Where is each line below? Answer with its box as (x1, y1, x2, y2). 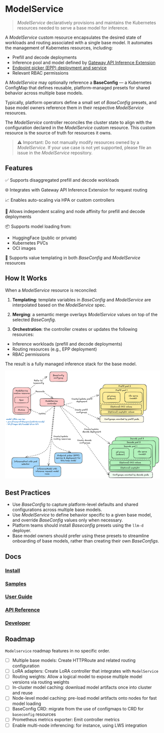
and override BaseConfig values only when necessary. (12, 517, 123, 523)
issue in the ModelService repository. (17, 150, 93, 156)
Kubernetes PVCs (12, 240, 48, 246)
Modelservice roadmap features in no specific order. (5, 648, 110, 654)
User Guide (5, 593, 33, 600)
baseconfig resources (12, 711, 56, 717)
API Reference (5, 606, 40, 613)
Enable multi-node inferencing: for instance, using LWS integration (12, 722, 147, 728)
